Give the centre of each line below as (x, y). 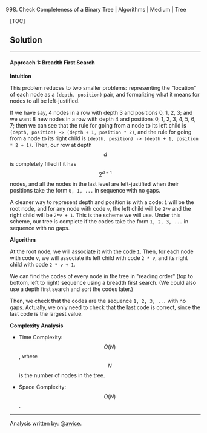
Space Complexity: (42, 387)
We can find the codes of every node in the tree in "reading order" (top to (101, 276)
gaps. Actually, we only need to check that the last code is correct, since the (105, 307)
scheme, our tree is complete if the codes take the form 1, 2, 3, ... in (99, 221)
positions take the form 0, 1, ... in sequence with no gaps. (85, 190)
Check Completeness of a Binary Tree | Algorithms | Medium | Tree (102, 9)
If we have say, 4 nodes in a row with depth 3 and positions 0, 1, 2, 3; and (101, 113)
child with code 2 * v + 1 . (43, 264)
